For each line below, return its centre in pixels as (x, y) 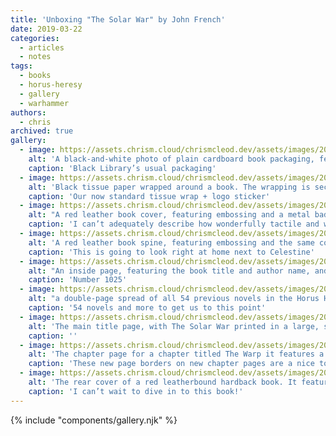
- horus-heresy (51, 85)
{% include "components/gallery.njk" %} (94, 420)
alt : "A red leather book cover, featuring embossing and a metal (169, 215)
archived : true (42, 131)
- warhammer (44, 103)
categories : (35, 38)
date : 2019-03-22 (46, 29)
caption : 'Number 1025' (78, 280)
